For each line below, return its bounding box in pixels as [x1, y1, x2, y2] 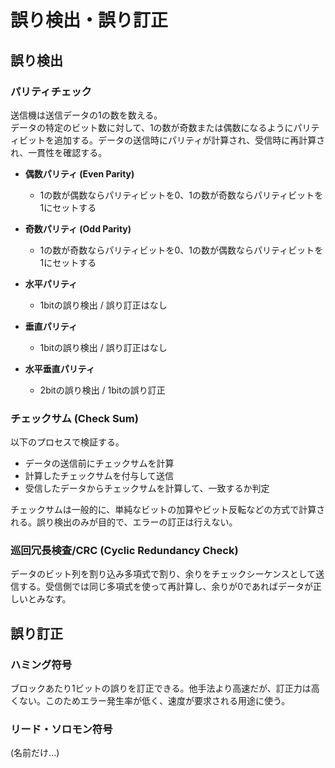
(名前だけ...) [10, 747, 60, 759]
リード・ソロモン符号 [10, 722, 113, 736]
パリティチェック [10, 84, 92, 98]
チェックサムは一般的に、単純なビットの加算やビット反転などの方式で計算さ [10, 504, 326, 516]
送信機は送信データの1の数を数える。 [10, 109, 163, 121]
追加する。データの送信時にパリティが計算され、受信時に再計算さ [53, 134, 326, 146]
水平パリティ [24, 277, 78, 290]
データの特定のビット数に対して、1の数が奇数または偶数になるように [10, 121, 294, 133]
